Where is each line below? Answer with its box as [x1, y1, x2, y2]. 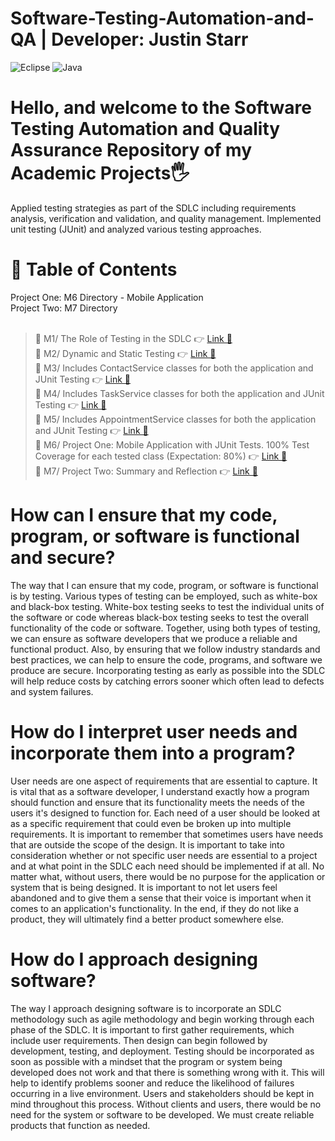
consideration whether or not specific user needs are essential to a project [10, 849, 318, 861]
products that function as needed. [10, 1119, 151, 1131]
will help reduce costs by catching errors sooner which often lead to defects [10, 675, 325, 687]
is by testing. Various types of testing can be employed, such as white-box [10, 590, 318, 602]
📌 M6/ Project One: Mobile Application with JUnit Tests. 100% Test [34, 438, 310, 451]
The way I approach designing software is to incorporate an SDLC [10, 1002, 282, 1014]
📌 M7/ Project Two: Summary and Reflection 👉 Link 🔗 [34, 465, 258, 477]
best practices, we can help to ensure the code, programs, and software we [10, 653, 323, 666]
